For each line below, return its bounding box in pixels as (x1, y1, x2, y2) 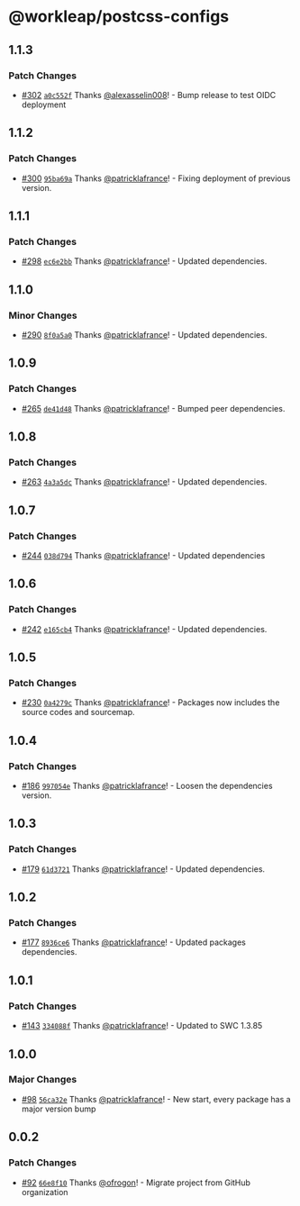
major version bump (21, 1103, 96, 1114)
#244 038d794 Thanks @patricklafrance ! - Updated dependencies (21, 550, 266, 560)
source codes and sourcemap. (21, 707, 136, 718)
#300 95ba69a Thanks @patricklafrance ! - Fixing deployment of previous (21, 173, 291, 184)
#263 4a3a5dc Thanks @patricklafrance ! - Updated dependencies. (21, 476, 268, 487)
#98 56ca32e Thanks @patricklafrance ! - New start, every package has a (21, 1093, 291, 1104)
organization (21, 1186, 68, 1197)
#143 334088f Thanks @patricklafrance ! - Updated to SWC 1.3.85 (21, 1020, 263, 1031)
